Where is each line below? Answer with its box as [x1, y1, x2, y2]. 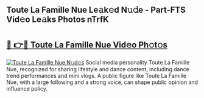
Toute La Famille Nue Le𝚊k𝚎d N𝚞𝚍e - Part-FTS [6, 5, 186, 15]
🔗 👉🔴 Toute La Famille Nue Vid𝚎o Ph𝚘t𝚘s [6, 40, 167, 50]
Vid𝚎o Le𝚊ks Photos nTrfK [6, 15, 109, 25]
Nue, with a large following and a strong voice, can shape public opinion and [6, 79, 199, 86]
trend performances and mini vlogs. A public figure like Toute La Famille [6, 72, 187, 79]
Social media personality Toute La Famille [85, 59, 190, 66]
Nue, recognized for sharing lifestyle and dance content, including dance [6, 66, 190, 72]
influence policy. [6, 85, 47, 92]
